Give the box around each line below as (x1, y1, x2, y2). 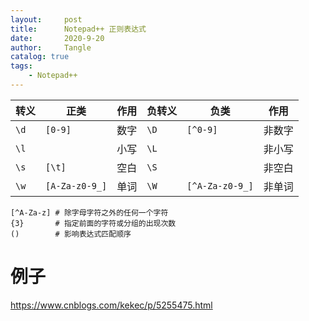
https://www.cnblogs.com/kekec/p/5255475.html (10, 299, 213, 311)
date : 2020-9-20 (10, 33, 105, 43)
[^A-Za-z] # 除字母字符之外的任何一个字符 (10, 207, 169, 218)
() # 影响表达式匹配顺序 (10, 229, 132, 239)
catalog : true (10, 52, 70, 62)
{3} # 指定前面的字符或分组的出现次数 (10, 218, 177, 228)
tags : (10, 61, 33, 71)
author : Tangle (10, 42, 92, 53)
